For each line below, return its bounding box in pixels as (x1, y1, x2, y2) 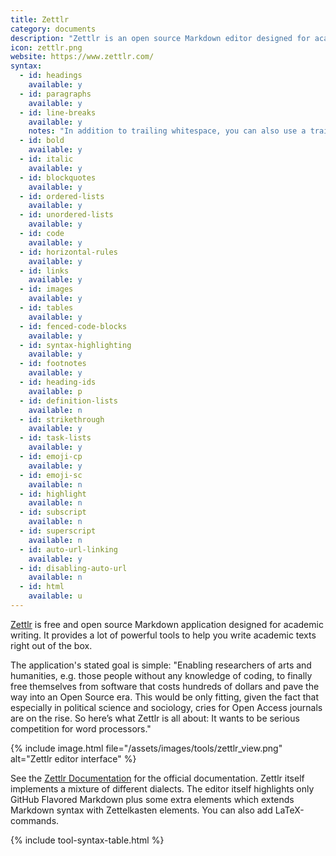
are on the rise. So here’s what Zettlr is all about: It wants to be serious (10, 712, 300, 724)
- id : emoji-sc (19, 470, 83, 480)
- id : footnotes (19, 359, 87, 369)
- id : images (19, 284, 74, 295)
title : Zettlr (10, 14, 70, 25)
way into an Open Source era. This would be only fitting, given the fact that (10, 691, 320, 703)
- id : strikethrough (19, 414, 105, 425)
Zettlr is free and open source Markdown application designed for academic (10, 618, 324, 630)
